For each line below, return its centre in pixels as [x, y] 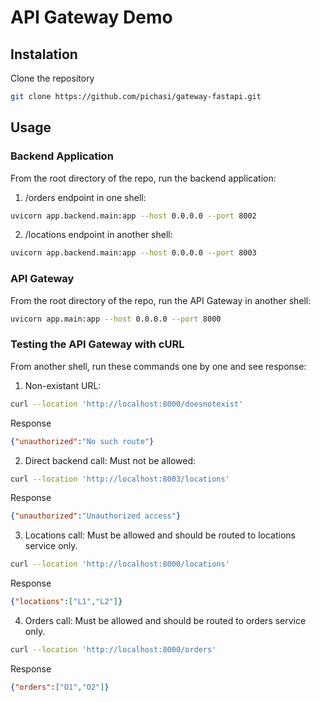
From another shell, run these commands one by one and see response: [158, 366]
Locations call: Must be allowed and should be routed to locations [160, 535]
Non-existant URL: [63, 385]
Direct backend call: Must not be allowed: [110, 460]
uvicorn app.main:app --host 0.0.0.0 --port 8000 [116, 319]
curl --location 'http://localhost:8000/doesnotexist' [127, 404]
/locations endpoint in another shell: [98, 235]
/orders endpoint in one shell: [85, 197]
